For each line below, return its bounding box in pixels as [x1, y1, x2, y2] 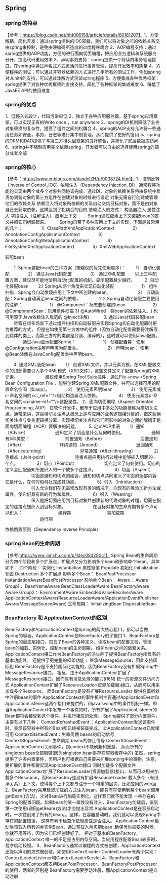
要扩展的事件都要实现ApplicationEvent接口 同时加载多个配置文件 [5, 762, 136, 768]
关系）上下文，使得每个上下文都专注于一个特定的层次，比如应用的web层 [9, 780, 157, 787]
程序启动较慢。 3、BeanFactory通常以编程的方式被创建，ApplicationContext [5, 842, 161, 848]
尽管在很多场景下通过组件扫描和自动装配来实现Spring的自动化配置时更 [13, 321, 157, 326]
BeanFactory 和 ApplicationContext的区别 [5, 614, 107, 621]
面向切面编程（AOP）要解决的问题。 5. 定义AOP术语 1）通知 [5, 423, 145, 429]
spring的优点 [5, 101, 37, 108]
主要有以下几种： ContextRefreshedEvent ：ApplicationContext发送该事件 [5, 719, 156, 725]
